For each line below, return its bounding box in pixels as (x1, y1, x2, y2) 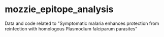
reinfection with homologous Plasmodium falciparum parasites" (5, 25, 138, 31)
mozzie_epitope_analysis (5, 4, 114, 15)
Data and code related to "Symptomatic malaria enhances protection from (5, 20, 159, 26)
